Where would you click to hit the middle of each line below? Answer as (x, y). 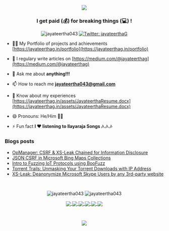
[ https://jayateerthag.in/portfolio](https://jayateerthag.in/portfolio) (80, 49)
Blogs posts (20, 142)
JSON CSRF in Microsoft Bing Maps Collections (61, 158)
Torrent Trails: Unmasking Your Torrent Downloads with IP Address (82, 168)
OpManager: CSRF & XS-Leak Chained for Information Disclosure (80, 152)
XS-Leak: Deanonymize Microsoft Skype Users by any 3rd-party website (88, 174)
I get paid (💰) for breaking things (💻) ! (84, 21)
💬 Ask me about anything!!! (41, 74)
